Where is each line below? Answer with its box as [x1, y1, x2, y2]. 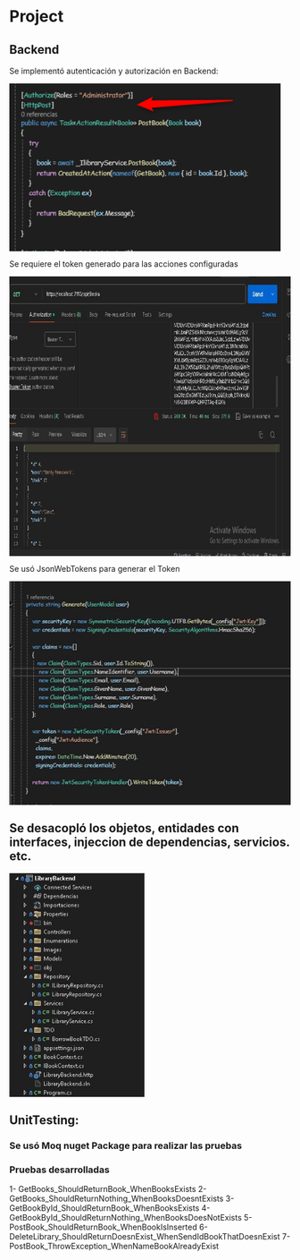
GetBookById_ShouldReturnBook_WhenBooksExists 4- [9, 1203, 211, 1213]
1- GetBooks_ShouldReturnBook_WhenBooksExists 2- [9, 1184, 207, 1195]
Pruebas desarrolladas [9, 1163, 110, 1176]
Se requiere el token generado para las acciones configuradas [9, 259, 238, 269]
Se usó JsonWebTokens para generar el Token [9, 564, 180, 574]
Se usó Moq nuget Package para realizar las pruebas [9, 1139, 243, 1152]
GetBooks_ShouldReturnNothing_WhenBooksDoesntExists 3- [9, 1193, 235, 1205]
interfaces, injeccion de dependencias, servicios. [9, 835, 290, 850]
